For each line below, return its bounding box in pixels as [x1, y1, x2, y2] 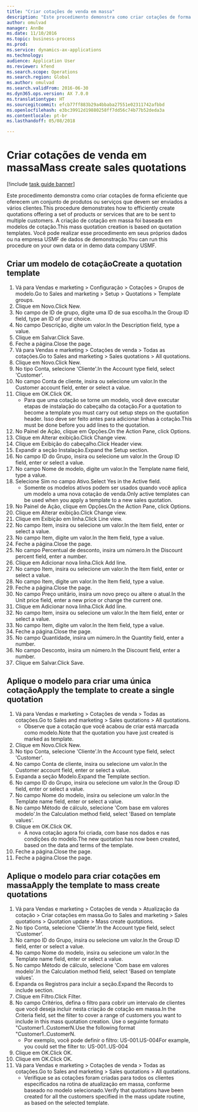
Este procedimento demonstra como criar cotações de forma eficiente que [6, 192, 187, 199]
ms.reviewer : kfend [6, 63, 55, 69]
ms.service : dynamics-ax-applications [6, 47, 102, 53]
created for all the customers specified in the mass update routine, [24, 1093, 186, 1100]
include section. [15, 987, 55, 994]
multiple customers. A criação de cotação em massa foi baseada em [6, 217, 173, 224]
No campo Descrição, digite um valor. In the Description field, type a [15, 321, 180, 328]
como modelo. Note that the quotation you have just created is [24, 729, 174, 736]
